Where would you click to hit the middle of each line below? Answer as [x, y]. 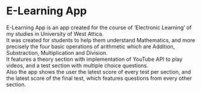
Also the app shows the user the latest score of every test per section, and [99, 72]
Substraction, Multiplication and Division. [57, 52]
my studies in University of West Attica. [55, 33]
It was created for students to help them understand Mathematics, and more [101, 40]
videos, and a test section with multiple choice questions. [77, 65]
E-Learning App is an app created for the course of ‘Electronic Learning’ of [99, 27]
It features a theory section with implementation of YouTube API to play [94, 59]
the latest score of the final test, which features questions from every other [99, 78]
